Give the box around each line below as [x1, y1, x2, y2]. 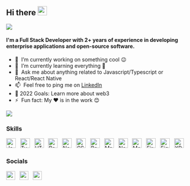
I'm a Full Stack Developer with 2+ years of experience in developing [6, 37, 179, 44]
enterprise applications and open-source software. [6, 43, 135, 50]
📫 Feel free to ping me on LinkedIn [14, 81, 102, 89]
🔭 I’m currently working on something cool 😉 [14, 56, 127, 63]
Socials [6, 157, 28, 165]
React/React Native [14, 75, 62, 82]
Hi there [6, 8, 37, 18]
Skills [6, 125, 22, 133]
